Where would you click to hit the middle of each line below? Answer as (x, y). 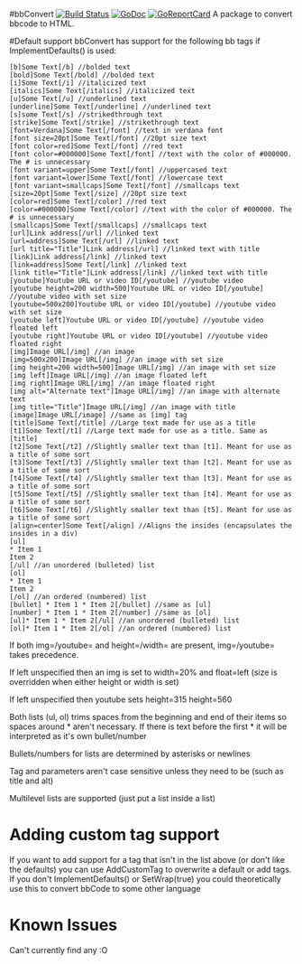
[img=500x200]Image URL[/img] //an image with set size (116, 360)
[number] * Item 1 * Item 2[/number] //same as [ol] (110, 613)
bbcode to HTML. (42, 23)
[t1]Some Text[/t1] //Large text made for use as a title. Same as (139, 431)
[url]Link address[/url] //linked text (84, 233)
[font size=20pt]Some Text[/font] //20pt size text (108, 138)
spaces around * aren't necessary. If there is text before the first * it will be (148, 726)
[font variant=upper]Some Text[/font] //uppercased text (119, 170)
